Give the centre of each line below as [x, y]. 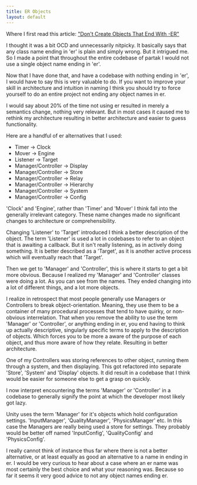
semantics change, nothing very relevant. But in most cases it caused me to [98, 112]
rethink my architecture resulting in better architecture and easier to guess [96, 118]
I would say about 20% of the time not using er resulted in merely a [88, 105]
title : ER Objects [29, 11]
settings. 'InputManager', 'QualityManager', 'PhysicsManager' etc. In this [94, 420]
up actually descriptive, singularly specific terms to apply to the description [97, 330]
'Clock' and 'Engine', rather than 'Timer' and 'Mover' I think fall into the [92, 208]
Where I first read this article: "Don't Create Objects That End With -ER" [93, 34]
